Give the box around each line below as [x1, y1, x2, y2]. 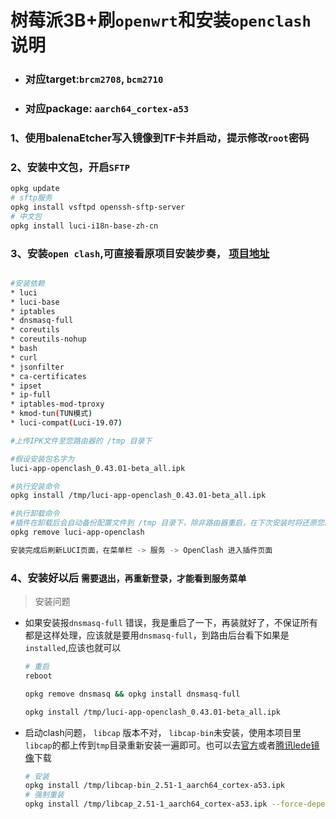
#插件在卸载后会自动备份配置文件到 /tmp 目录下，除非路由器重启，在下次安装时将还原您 [10, 518, 325, 528]
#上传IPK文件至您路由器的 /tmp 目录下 [10, 436, 153, 446]
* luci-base [10, 297, 60, 307]
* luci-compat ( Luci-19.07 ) [10, 418, 123, 428]
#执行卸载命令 [10, 509, 60, 519]
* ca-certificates [10, 371, 87, 381]
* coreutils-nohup [10, 334, 87, 345]
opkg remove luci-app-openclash [10, 527, 145, 538]
